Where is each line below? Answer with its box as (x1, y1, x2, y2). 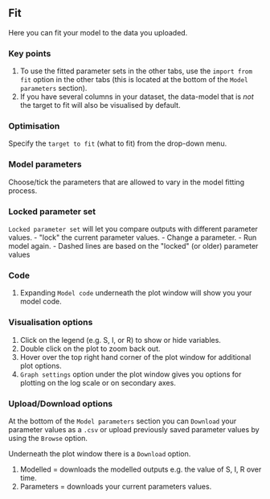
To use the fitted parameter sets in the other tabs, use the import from (19, 66, 253, 76)
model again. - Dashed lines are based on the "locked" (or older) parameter (8, 241, 259, 250)
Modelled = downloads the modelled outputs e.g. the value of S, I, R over (19, 464, 262, 474)
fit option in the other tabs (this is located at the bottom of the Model (19, 75, 248, 85)
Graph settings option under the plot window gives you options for (19, 369, 242, 379)
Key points (8, 47, 51, 59)
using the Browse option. (8, 433, 88, 443)
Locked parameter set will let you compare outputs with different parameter (8, 225, 259, 233)
